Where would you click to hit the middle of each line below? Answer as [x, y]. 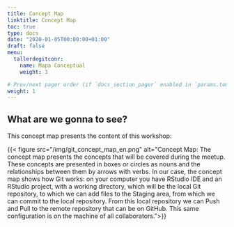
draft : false [26, 46]
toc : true [22, 26]
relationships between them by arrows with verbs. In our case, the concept [115, 172]
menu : [15, 53]
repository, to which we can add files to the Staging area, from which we [111, 194]
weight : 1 [22, 91]
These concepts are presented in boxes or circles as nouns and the [104, 164]
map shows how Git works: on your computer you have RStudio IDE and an [115, 179]
